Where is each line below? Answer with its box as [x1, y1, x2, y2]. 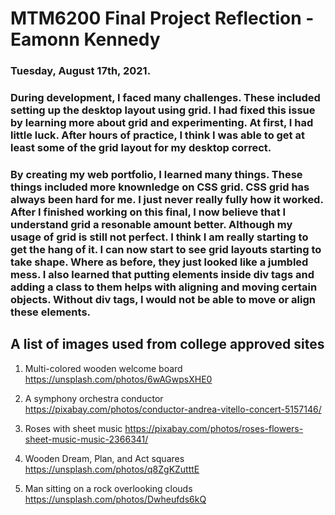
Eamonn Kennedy [10, 28, 161, 51]
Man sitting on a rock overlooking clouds [24, 482, 193, 494]
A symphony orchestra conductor [24, 392, 164, 404]
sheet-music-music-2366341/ [24, 433, 149, 445]
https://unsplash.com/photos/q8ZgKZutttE [24, 463, 200, 475]
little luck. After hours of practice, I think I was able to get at [10, 128, 305, 142]
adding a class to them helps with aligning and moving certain [10, 280, 318, 294]
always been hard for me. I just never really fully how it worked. [10, 192, 324, 206]
